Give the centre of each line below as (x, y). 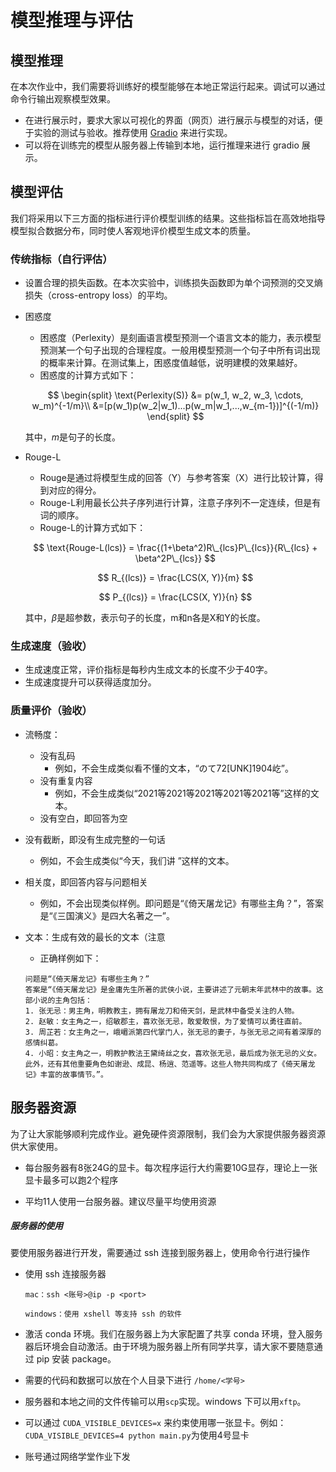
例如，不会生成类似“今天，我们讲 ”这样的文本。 (137, 860)
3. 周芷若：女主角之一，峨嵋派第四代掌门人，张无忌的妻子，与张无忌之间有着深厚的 (173, 1032)
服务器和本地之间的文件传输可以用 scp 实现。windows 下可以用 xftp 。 (165, 1402)
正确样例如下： (70, 958)
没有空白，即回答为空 (83, 818)
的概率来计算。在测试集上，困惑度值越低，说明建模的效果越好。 (171, 363)
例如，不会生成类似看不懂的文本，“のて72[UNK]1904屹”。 (174, 768)
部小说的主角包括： (58, 1000)
